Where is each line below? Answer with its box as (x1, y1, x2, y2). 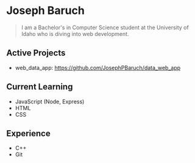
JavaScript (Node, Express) (15, 98, 85, 105)
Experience (6, 128, 51, 139)
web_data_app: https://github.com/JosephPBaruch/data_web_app (15, 64, 181, 71)
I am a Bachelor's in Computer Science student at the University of (21, 24, 189, 31)
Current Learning (6, 81, 73, 92)
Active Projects (6, 48, 66, 58)
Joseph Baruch (6, 4, 85, 18)
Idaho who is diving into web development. (21, 30, 129, 37)
